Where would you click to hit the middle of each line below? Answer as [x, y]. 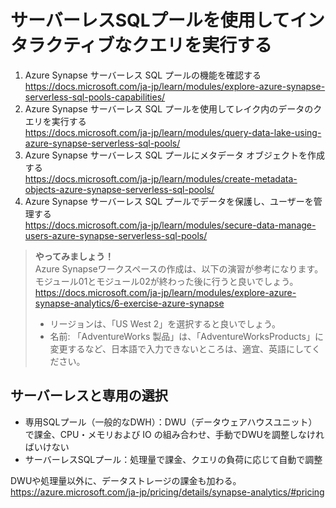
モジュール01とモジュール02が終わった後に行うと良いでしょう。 [166, 281]
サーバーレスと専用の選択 [89, 396]
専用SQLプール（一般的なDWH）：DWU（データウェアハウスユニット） [171, 422]
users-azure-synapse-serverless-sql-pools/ [116, 235]
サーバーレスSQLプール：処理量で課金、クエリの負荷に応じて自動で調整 [173, 459]
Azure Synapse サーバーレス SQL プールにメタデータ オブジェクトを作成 [174, 155]
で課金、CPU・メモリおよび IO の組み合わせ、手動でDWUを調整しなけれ [174, 434]
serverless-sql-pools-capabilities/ [95, 97]
